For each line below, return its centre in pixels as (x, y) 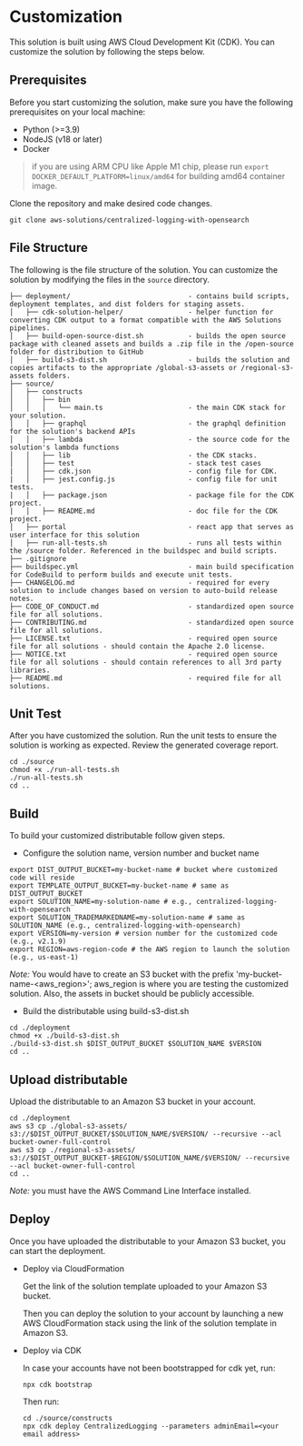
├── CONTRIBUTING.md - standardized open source (152, 622)
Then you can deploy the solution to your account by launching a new (153, 1313)
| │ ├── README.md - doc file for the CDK (144, 511)
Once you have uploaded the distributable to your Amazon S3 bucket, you (147, 1241)
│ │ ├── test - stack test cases (135, 463)
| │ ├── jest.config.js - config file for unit (144, 479)
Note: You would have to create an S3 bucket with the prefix (122, 974)
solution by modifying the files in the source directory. (110, 279)
